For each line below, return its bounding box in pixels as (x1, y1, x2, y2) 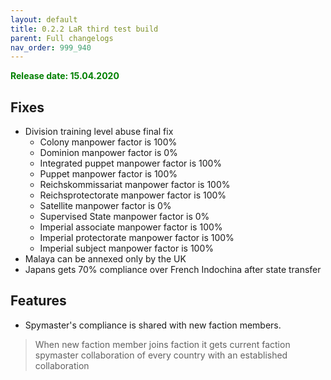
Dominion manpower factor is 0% (39, 147, 178, 159)
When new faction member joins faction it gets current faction (34, 338, 291, 350)
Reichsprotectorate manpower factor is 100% (39, 189, 227, 201)
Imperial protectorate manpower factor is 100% (39, 232, 235, 244)
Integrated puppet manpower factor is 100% (39, 157, 223, 170)
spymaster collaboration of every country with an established (34, 349, 288, 361)
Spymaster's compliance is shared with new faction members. (24, 319, 282, 331)
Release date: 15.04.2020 (10, 70, 120, 82)
